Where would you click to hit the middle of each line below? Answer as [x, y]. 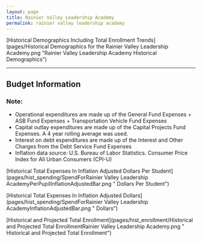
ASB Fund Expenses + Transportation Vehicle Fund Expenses [91, 121]
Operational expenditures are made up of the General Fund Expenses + [103, 115]
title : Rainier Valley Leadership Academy [60, 18]
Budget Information [44, 84]
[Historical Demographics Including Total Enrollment [71, 40]
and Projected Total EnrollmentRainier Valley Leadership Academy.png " [95, 226]
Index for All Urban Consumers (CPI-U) [63, 159]
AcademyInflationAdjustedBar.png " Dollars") [62, 208]
